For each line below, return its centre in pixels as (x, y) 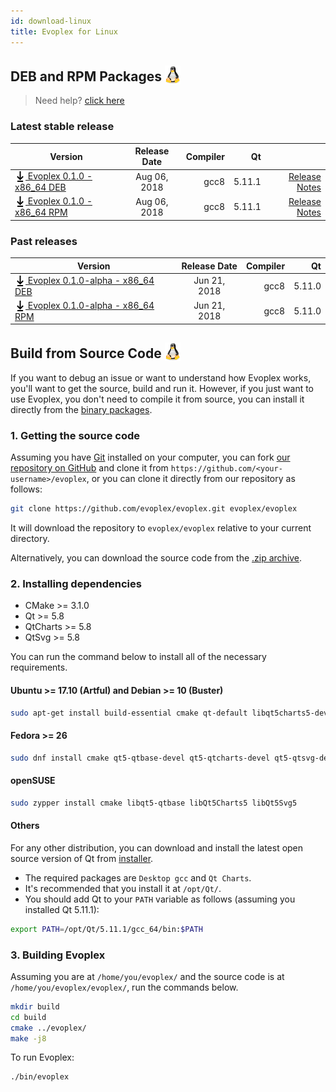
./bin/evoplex (40, 1077)
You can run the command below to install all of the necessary (138, 657)
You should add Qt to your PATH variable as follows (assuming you (160, 899)
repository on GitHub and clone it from (89, 468)
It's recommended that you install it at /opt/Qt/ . (123, 888)
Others (25, 826)
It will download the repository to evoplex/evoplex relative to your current (161, 528)
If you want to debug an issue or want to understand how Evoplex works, (161, 377)
